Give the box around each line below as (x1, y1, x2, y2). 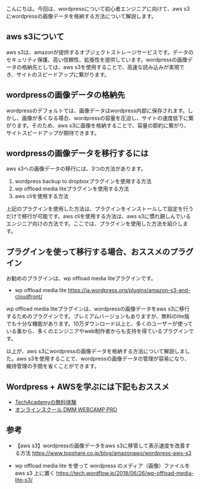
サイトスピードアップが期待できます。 (6, 129, 100, 136)
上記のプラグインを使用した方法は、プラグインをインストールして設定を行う (6, 205, 194, 212)
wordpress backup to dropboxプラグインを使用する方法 (14, 178, 152, 185)
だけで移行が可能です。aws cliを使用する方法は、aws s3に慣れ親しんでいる (6, 213, 192, 220)
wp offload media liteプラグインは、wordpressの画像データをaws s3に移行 (6, 305, 190, 312)
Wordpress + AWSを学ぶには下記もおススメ (6, 381, 170, 391)
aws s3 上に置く (14, 469, 55, 477)
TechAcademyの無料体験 (14, 399, 77, 406)
